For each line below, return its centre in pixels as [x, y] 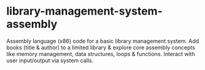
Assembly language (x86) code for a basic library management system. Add [103, 41]
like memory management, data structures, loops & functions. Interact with [101, 54]
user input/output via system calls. [50, 60]
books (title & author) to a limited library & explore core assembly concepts [101, 47]
